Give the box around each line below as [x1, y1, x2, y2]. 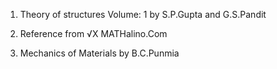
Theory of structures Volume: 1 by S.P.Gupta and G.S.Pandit [19, 9, 267, 20]
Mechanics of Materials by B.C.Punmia [19, 47, 180, 59]
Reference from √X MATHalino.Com [19, 28, 168, 39]
